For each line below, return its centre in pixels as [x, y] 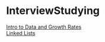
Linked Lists [21, 33]
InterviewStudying [53, 11]
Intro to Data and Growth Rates [44, 27]
